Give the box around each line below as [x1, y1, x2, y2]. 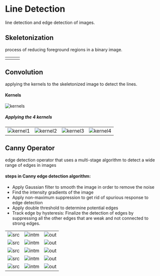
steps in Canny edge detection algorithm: [5, 173, 91, 179]
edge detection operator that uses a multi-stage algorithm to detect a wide [5, 157, 155, 163]
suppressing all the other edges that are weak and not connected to [12, 215, 149, 221]
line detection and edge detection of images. [5, 20, 95, 25]
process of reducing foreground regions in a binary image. [5, 46, 123, 52]
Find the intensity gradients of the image [12, 189, 94, 195]
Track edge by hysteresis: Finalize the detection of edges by [12, 210, 134, 216]
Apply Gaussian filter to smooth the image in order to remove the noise [12, 184, 155, 190]
